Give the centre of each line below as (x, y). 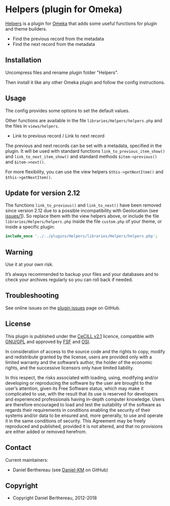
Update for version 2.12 (43, 193)
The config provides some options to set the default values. (67, 110)
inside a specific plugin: (30, 227)
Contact (18, 448)
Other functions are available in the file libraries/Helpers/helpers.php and (84, 120)
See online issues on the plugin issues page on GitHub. (63, 308)
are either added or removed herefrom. (46, 432)
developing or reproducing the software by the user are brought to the (79, 383)
